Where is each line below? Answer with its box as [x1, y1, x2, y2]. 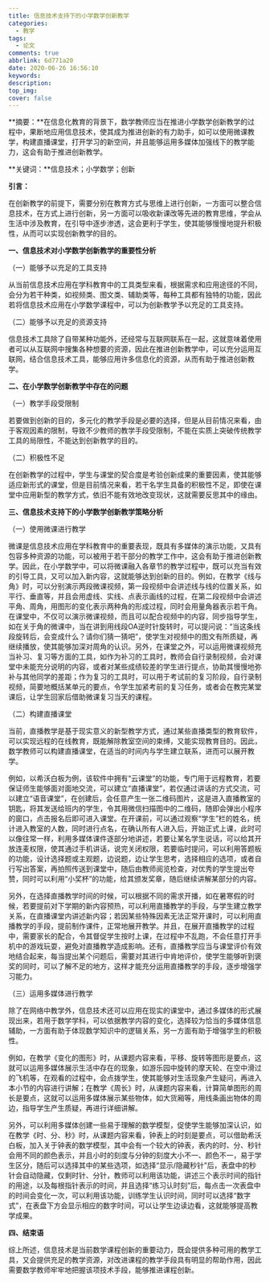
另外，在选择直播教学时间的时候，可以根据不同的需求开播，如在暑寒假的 [8, 891, 247, 901]
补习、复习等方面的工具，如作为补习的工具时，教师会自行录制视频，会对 [14, 652, 255, 662]
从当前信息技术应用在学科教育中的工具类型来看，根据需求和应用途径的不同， [8, 280, 262, 290]
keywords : [8, 72, 42, 80]
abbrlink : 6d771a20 [8, 57, 74, 65]
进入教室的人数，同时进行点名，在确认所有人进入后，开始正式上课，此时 [14, 824, 255, 833]
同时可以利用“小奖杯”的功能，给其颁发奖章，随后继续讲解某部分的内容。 [22, 874, 261, 884]
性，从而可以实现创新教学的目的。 [8, 228, 121, 238]
